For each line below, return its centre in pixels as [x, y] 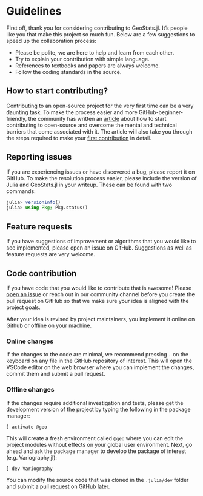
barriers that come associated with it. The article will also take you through [99, 131]
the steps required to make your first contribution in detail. [79, 138]
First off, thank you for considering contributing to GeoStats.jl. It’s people [97, 28]
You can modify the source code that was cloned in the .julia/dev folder [98, 480]
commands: [21, 191]
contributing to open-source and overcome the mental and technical [92, 125]
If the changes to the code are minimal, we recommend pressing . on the [98, 355]
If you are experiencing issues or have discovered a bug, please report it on [101, 172]
